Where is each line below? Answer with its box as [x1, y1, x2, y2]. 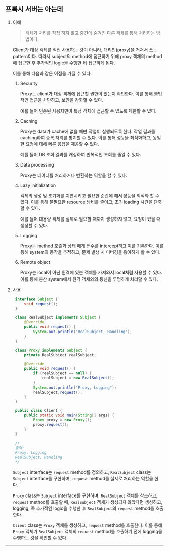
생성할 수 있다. [20, 222, 49, 228]
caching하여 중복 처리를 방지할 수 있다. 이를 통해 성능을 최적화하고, [20, 134, 152, 140]
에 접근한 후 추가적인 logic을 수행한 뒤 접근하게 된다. [12, 60, 115, 66]
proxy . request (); [33, 422, 69, 427]
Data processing [20, 161, 54, 168]
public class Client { [15, 408, 63, 413]
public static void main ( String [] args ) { [24, 413, 115, 418]
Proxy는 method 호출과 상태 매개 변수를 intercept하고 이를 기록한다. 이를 [20, 243, 164, 249]
